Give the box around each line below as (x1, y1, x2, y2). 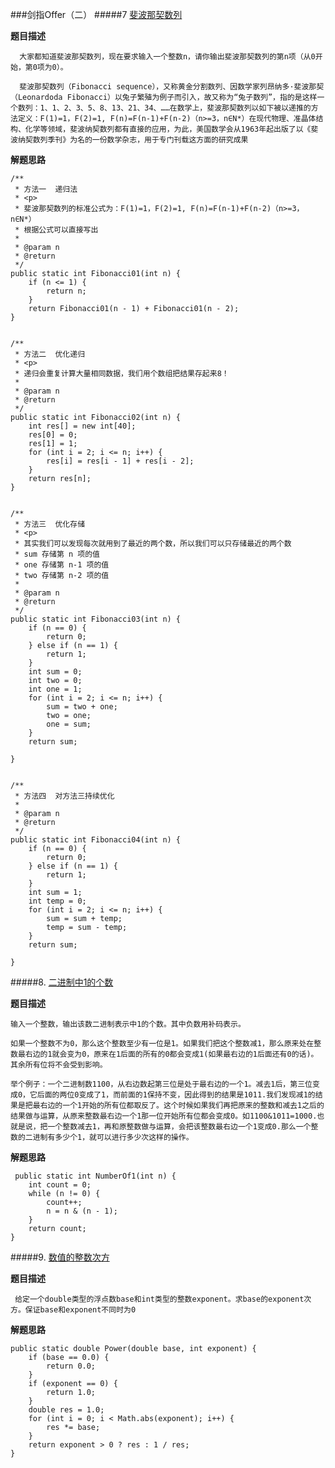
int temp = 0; (28, 896, 87, 906)
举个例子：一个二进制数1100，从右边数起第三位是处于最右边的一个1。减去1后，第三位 (10, 1079, 313, 1089)
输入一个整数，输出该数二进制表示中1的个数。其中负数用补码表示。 (10, 1019, 246, 1029)
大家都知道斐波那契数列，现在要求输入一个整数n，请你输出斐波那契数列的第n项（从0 (19, 52, 316, 62)
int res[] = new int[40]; (28, 421, 137, 431)
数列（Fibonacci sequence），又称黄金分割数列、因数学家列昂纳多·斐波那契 (48, 82, 325, 92)
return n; (46, 286, 87, 296)
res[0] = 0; (28, 430, 78, 440)
